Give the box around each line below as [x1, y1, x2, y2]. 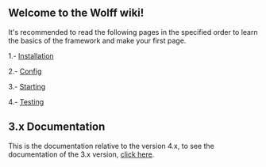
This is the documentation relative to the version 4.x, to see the [8, 141, 214, 150]
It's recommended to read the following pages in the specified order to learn [8, 27, 258, 36]
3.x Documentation [8, 120, 106, 134]
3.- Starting [8, 82, 46, 91]
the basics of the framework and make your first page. [8, 36, 187, 45]
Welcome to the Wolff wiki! [8, 6, 145, 20]
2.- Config [8, 66, 42, 76]
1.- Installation [8, 51, 54, 60]
